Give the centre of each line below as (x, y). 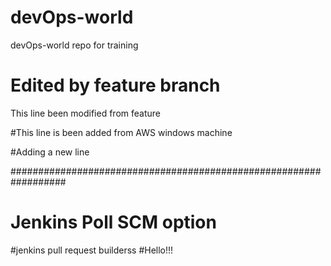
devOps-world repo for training (74, 45)
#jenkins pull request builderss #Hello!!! (92, 250)
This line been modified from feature (85, 113)
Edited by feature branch (115, 85)
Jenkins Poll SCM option (113, 222)
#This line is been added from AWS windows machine (121, 132)
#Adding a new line (50, 152)
